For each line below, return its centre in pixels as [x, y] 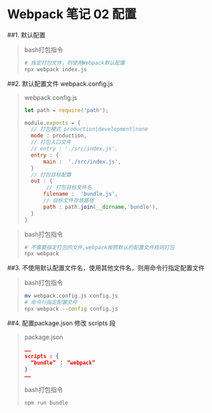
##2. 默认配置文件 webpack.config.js [60, 84]
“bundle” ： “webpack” [63, 363]
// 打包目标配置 [51, 175]
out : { [42, 181]
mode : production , [59, 136]
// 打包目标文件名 [69, 188]
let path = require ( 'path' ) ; [66, 110]
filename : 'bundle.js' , [80, 194]
